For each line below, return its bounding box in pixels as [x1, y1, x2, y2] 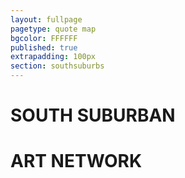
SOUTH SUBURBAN [10, 104, 176, 127]
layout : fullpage [10, 14, 83, 25]
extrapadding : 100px [10, 52, 97, 62]
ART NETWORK [10, 150, 143, 173]
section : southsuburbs [10, 61, 105, 71]
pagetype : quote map [10, 24, 97, 34]
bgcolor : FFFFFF [10, 33, 78, 43]
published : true [10, 42, 78, 53]
